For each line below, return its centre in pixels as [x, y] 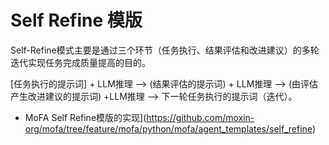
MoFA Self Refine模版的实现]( [85, 117]
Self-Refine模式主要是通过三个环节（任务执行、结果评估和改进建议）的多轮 [165, 50]
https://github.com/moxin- [200, 117]
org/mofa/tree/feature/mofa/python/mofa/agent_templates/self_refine [168, 128]
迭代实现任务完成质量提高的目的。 [80, 62]
